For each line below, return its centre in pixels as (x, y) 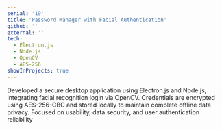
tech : (15, 39)
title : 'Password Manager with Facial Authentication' (87, 20)
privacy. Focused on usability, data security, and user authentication (103, 112)
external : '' (26, 32)
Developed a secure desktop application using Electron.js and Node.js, (107, 90)
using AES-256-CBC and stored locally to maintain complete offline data (109, 105)
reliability (20, 119)
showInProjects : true (38, 70)
